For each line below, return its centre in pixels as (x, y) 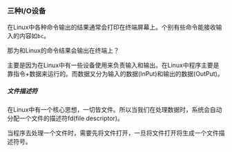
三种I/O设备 (27, 10)
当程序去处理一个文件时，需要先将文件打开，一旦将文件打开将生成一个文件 (113, 133)
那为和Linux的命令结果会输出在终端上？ (63, 50)
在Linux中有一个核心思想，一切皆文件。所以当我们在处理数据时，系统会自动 (115, 110)
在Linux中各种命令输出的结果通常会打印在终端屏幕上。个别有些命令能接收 (112, 27)
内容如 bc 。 (35, 36)
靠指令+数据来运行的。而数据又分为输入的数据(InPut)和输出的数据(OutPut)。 (115, 74)
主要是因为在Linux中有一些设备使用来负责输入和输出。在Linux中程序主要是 (113, 65)
